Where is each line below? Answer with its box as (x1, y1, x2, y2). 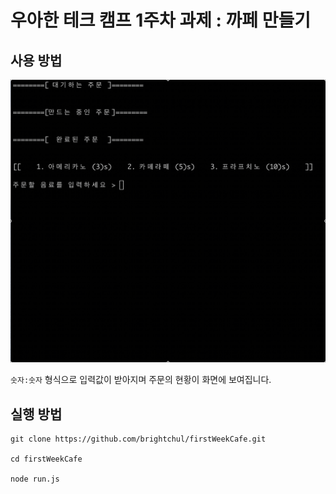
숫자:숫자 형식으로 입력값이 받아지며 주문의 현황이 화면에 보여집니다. (10, 374, 272, 386)
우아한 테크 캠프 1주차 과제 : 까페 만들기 (10, 9, 312, 32)
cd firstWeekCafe (10, 454, 83, 465)
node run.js (10, 474, 60, 485)
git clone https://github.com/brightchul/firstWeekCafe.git (10, 434, 267, 445)
